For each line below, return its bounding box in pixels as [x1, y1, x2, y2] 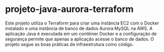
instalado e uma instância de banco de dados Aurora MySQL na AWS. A [5, 25, 153, 31]
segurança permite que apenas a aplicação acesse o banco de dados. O [5, 36, 155, 42]
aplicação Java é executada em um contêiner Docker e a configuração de [5, 30, 157, 36]
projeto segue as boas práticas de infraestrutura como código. [5, 41, 134, 47]
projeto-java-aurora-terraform [5, 3, 134, 15]
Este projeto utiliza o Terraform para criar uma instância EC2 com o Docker [5, 20, 160, 26]
